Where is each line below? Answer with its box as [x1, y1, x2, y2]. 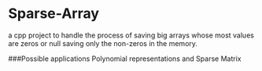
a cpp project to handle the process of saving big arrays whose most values [8, 30, 254, 40]
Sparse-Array [8, 5, 100, 23]
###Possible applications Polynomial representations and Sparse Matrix [8, 54, 242, 63]
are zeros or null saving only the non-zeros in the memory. [8, 38, 198, 48]
